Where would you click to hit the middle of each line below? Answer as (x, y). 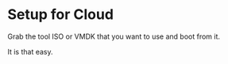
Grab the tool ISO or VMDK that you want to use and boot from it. (114, 36)
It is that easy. (30, 51)
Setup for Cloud (61, 15)
